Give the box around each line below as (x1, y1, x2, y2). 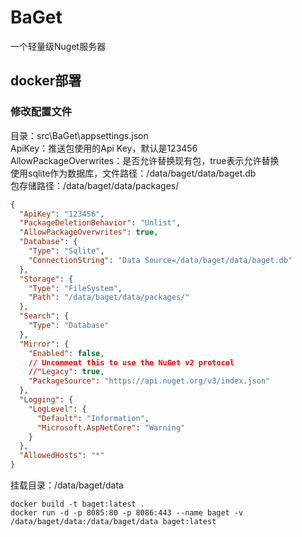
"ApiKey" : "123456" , (19, 209, 105, 219)
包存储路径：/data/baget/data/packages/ (10, 179, 180, 191)
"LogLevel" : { (28, 404, 87, 414)
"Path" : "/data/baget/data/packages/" (28, 292, 190, 303)
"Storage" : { (19, 274, 74, 284)
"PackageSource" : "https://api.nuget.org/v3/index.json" (28, 376, 271, 386)
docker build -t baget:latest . (10, 499, 145, 509)
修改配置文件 (10, 105, 73, 119)
